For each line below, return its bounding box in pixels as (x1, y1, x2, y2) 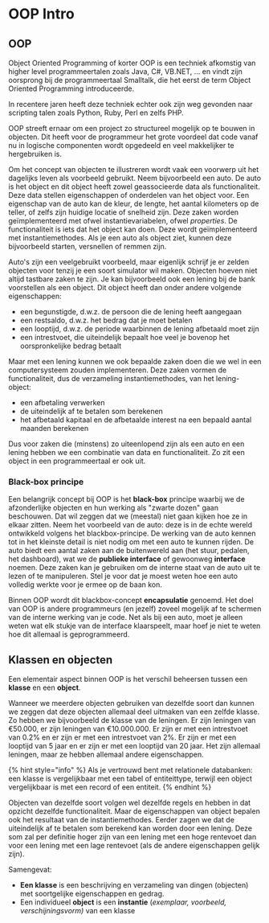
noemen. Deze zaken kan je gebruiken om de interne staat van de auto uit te (8, 563, 261, 572)
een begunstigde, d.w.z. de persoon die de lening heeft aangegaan (19, 307, 243, 316)
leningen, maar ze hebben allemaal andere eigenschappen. (8, 749, 205, 760)
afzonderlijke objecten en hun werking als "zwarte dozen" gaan (8, 503, 219, 513)
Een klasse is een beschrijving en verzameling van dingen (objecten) (19, 880, 249, 890)
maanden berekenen (19, 424, 89, 433)
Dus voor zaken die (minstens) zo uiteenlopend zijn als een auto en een (8, 439, 245, 449)
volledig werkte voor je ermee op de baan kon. (8, 580, 163, 589)
